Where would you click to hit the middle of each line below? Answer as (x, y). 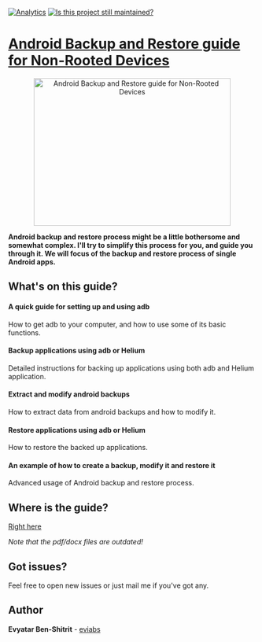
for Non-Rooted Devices (89, 61)
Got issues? (38, 566)
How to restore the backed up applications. (78, 448)
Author (26, 610)
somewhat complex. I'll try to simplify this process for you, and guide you (131, 245)
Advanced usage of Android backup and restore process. (101, 483)
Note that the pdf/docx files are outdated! (76, 542)
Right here (25, 526)
